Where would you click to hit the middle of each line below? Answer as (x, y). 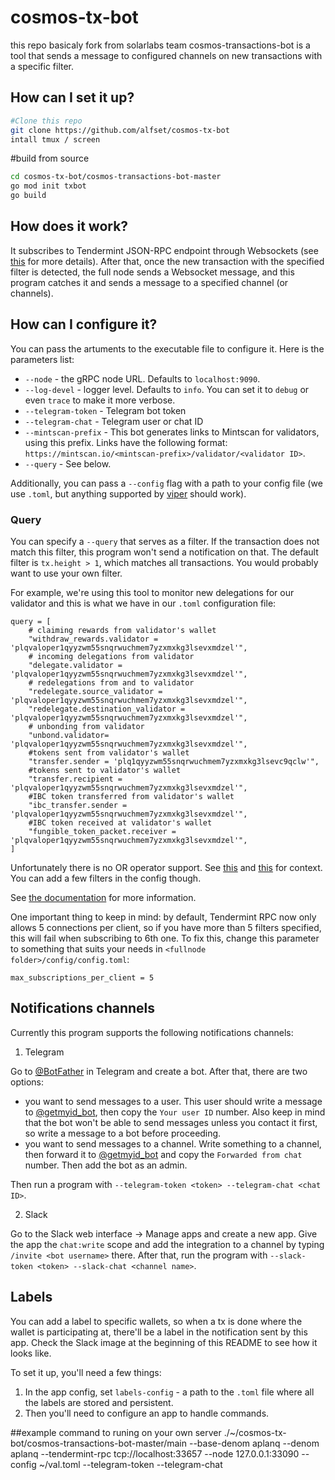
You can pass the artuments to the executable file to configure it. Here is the (167, 348)
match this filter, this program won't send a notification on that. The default (164, 552)
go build (28, 196)
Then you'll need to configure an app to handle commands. (147, 1413)
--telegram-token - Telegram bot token (105, 410)
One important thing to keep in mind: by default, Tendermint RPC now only (163, 917)
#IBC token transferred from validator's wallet (131, 796)
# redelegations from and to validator (111, 682)
